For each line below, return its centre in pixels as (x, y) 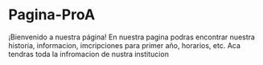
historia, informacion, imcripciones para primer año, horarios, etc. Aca (125, 45)
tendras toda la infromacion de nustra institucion (88, 54)
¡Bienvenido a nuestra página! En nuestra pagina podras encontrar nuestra (132, 37)
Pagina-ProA (52, 15)
